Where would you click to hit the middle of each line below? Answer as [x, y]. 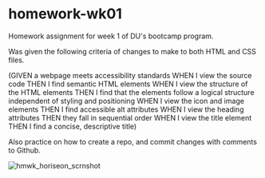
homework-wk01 [65, 14]
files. [16, 60]
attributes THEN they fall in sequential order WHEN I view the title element [130, 117]
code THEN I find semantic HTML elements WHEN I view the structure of [128, 84]
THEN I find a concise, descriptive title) [73, 126]
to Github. [25, 150]
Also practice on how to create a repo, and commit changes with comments [133, 141]
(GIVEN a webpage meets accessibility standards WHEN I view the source [130, 75]
